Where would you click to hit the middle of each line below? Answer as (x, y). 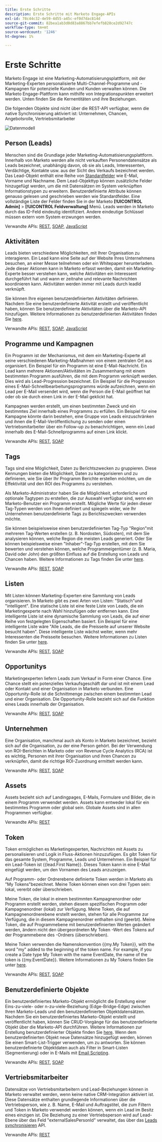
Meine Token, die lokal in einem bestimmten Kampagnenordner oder (73, 899)
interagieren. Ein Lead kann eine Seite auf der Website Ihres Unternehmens (80, 258)
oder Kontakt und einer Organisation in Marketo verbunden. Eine (69, 688)
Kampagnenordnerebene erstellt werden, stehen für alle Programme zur (77, 914)
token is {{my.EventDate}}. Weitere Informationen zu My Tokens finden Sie (79, 960)
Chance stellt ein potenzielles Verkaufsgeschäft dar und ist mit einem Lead (80, 683)
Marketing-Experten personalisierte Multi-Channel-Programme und (72, 83)
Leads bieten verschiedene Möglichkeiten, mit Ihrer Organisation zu (73, 253)
